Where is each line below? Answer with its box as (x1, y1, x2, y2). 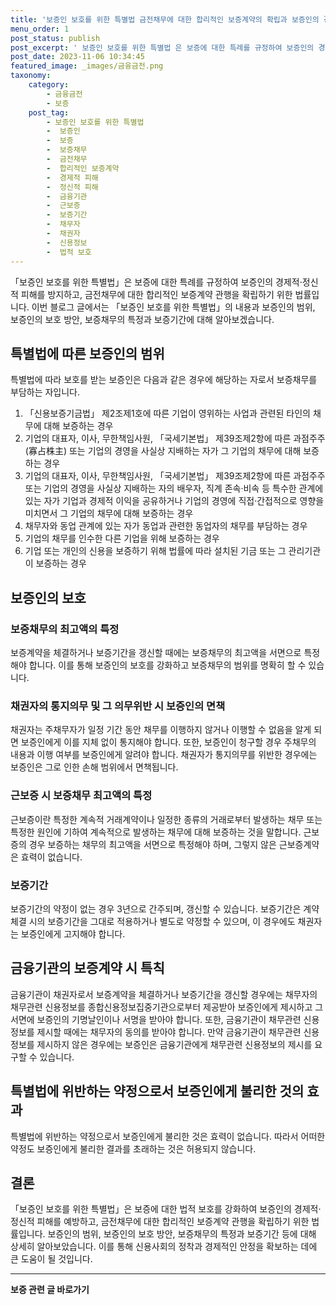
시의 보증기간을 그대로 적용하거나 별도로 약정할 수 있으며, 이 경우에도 (28, 915, 296, 927)
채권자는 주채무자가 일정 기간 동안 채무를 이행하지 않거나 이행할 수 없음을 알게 (10, 724, 312, 736)
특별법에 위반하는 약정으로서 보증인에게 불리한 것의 (10, 1083, 305, 1100)
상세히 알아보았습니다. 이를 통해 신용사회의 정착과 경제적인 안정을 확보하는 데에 (10, 1241, 318, 1253)
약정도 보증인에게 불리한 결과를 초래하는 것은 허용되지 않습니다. (10, 1142, 257, 1155)
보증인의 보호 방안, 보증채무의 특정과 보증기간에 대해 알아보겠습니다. (10, 313, 275, 325)
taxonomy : (10, 71, 52, 81)
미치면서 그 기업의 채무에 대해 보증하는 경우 (24, 507, 194, 520)
